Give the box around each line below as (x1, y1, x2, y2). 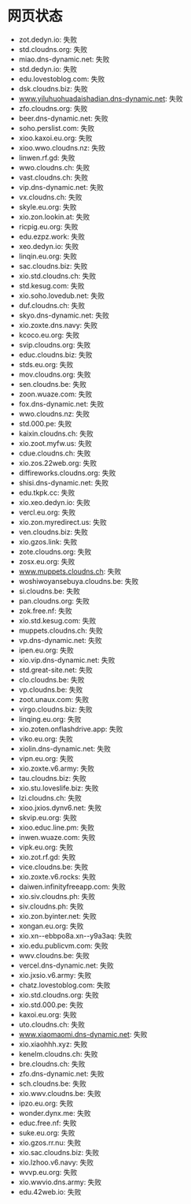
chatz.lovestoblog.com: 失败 (18, 980, 111, 990)
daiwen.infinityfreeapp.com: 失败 (18, 882, 127, 891)
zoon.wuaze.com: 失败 (18, 389, 93, 399)
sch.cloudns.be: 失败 (18, 1079, 87, 1088)
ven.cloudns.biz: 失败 (18, 527, 88, 537)
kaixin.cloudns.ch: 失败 (18, 429, 94, 438)
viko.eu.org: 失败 (18, 734, 74, 743)
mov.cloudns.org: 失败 (18, 370, 91, 379)
